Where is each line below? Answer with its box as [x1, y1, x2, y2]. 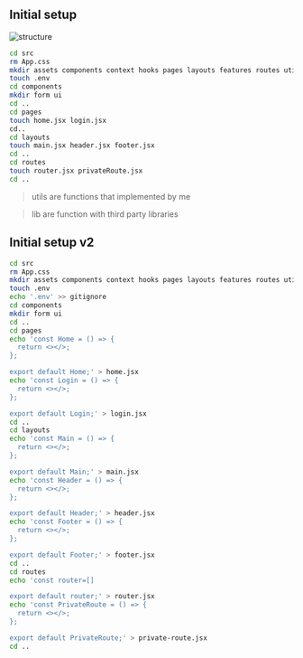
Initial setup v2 [9, 235, 95, 250]
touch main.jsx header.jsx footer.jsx [9, 141, 155, 150]
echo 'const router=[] [9, 576, 95, 585]
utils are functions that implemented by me [31, 191, 191, 202]
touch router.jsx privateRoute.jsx [9, 166, 143, 175]
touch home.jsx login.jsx [9, 116, 106, 125]
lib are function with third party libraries [31, 208, 179, 220]
